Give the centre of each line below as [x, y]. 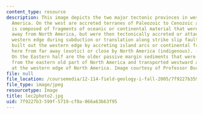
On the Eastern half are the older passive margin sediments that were [104, 57]
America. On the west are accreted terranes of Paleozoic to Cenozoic [102, 23]
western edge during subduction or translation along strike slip [97, 40]
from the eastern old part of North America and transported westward [102, 62]
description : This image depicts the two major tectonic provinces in [97, 17]
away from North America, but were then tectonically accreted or [97, 34]
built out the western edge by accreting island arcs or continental [101, 46]
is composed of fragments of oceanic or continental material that [98, 29]
